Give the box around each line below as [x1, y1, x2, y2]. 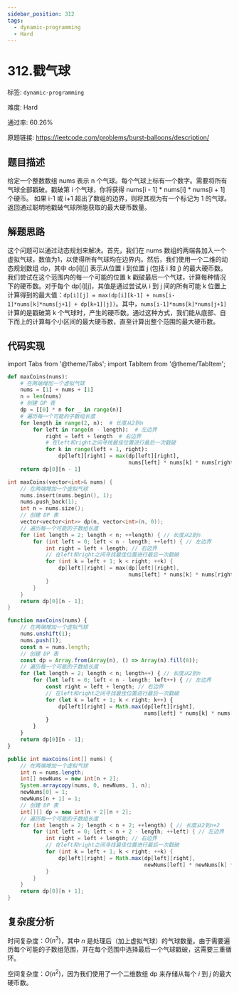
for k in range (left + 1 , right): [45, 446, 148, 453]
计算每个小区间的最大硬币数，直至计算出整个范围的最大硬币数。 [31, 317, 219, 326]
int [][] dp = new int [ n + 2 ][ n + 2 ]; [20, 808, 132, 815]
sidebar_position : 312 [7, 10, 75, 18]
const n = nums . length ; [20, 643, 91, 651]
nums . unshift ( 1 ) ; [20, 630, 72, 637]
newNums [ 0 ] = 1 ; [20, 789, 69, 796]
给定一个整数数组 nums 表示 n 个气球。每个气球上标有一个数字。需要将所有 [7, 176, 228, 185]
